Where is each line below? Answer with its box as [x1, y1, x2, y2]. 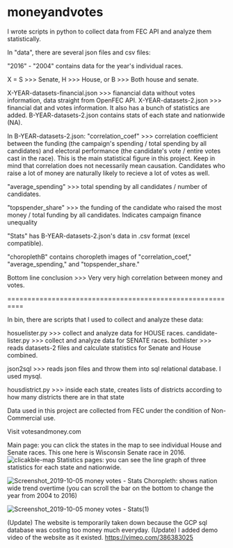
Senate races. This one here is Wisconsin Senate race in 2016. [7, 448, 186, 457]
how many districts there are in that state [7, 393, 124, 401]
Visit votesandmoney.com [7, 427, 81, 436]
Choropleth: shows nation [143, 476, 218, 485]
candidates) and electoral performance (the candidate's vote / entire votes [7, 146, 221, 155]
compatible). [7, 238, 44, 248]
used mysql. [7, 372, 42, 380]
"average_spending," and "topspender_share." [7, 259, 140, 268]
